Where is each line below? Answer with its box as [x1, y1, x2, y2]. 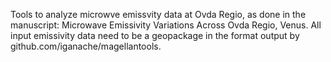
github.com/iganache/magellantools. [10, 40, 162, 52]
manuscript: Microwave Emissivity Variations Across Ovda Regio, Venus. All [10, 19, 322, 31]
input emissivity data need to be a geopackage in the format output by [10, 30, 300, 41]
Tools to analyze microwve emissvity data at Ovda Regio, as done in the [10, 9, 307, 20]
